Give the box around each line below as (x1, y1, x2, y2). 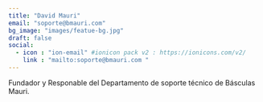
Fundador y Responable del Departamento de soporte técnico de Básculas (8, 77, 256, 88)
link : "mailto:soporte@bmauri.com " (23, 57, 150, 65)
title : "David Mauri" (8, 11, 81, 20)
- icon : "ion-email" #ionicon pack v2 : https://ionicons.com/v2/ (15, 49, 247, 57)
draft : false (8, 33, 52, 42)
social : (8, 41, 35, 49)
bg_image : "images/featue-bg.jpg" (8, 26, 125, 34)
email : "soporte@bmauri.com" (8, 19, 106, 27)
